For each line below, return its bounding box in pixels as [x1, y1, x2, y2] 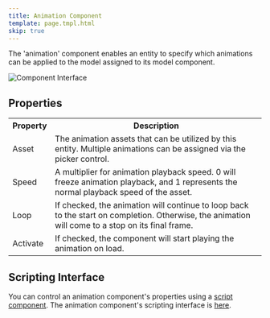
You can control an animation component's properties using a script [8, 291, 233, 301]
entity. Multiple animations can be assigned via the [55, 143, 247, 155]
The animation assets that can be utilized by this [55, 134, 237, 145]
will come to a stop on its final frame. [55, 220, 194, 231]
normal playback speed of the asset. [55, 187, 193, 198]
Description [133, 120, 179, 131]
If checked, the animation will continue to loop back [55, 200, 249, 211]
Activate [12, 238, 44, 250]
